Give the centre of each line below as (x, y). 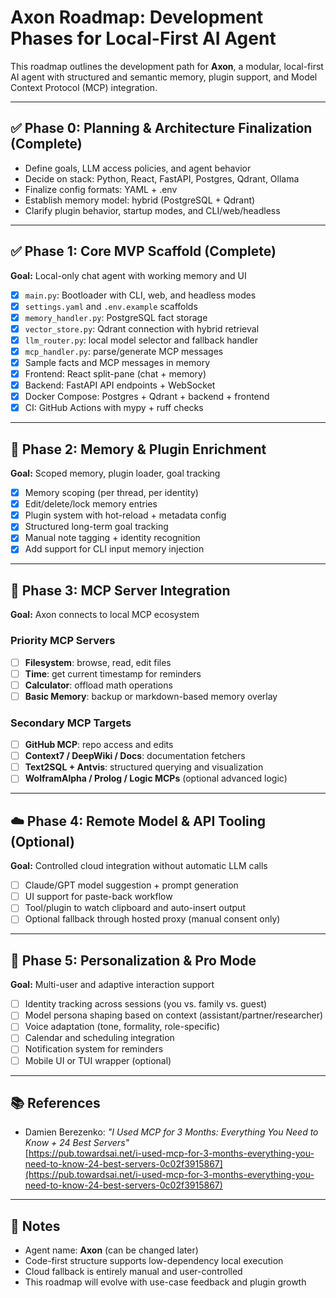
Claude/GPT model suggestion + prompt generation (131, 885)
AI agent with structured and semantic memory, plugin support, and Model (164, 77)
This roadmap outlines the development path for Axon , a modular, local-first (167, 66)
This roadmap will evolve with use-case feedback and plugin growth (165, 1282)
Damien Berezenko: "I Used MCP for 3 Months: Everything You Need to (171, 1132)
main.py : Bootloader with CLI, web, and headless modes (140, 295)
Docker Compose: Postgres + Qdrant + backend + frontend (147, 397)
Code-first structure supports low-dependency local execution (154, 1261)
